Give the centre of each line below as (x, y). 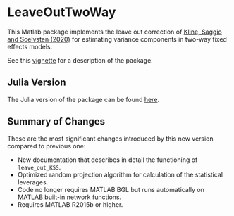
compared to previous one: (47, 146)
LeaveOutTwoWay (62, 12)
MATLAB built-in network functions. (69, 197)
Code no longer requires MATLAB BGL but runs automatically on (111, 189)
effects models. (30, 46)
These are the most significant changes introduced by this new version (110, 139)
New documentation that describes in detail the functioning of (107, 160)
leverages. (33, 182)
